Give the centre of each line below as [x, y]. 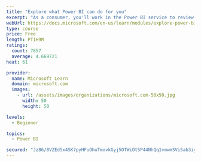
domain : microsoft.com [40, 84]
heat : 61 [17, 62]
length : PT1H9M [25, 40]
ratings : [17, 46]
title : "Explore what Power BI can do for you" [67, 12]
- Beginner [25, 123]
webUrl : [16, 23]
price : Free [21, 34]
